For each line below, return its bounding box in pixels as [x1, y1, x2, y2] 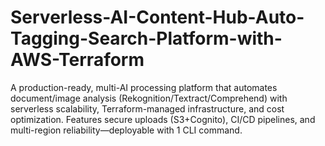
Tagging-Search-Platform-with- [10, 27, 283, 50]
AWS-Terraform [10, 49, 145, 71]
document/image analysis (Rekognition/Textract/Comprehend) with [10, 92, 288, 104]
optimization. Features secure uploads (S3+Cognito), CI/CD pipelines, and [10, 113, 316, 125]
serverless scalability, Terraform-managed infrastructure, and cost [10, 102, 285, 115]
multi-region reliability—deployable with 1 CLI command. [10, 124, 243, 136]
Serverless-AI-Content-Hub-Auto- [10, 6, 305, 29]
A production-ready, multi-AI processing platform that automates [10, 81, 278, 93]
